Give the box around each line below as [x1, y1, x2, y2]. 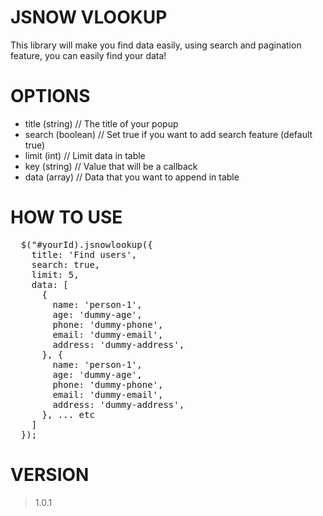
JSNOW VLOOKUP [10, 6, 168, 29]
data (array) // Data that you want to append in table [24, 171, 240, 183]
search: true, [31, 259, 101, 270]
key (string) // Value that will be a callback [24, 160, 198, 172]
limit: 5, [31, 269, 80, 280]
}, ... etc [41, 409, 95, 420]
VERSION [10, 464, 90, 486]
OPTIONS [10, 85, 91, 108]
